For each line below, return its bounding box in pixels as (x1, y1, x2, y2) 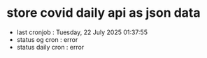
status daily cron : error (16, 43, 85, 51)
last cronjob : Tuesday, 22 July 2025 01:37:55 (16, 28, 148, 36)
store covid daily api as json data (6, 5, 201, 21)
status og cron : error (16, 35, 78, 43)
